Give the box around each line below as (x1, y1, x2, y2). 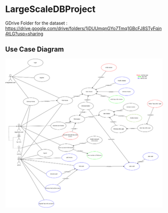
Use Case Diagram (5, 45, 64, 53)
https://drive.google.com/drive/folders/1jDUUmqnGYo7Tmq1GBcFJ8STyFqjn (5, 25, 162, 31)
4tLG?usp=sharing (5, 30, 43, 36)
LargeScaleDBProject (5, 3, 96, 15)
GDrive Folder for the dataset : (5, 20, 67, 26)
